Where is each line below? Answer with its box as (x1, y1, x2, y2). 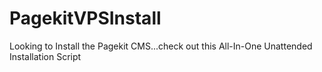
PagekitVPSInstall (9, 7, 162, 30)
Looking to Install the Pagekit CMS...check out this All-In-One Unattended (9, 40, 313, 52)
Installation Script (9, 50, 82, 62)
